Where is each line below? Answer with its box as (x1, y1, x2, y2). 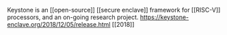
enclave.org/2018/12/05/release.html (7, 21, 111, 28)
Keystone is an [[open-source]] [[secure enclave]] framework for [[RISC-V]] (7, 6, 221, 14)
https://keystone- (139, 13, 189, 21)
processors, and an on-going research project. (7, 13, 139, 21)
